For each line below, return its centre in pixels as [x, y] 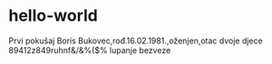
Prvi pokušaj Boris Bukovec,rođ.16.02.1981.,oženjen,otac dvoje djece [136, 41]
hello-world [53, 16]
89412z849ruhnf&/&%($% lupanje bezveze [90, 50]
